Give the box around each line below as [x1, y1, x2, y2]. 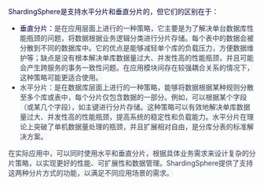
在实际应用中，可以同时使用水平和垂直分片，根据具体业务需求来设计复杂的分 [8, 149, 256, 157]
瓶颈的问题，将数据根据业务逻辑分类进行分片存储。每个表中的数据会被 [26, 34, 254, 43]
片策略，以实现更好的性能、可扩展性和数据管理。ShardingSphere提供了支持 [8, 158, 254, 168]
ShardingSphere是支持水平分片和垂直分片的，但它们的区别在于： [8, 7, 219, 16]
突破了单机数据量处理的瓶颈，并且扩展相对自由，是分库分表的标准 [33, 122, 247, 131]
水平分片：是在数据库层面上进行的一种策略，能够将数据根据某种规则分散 [19, 83, 254, 92]
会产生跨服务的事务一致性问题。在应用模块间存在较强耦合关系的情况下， [19, 63, 254, 72]
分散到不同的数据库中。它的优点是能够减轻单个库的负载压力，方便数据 [19, 43, 247, 53]
